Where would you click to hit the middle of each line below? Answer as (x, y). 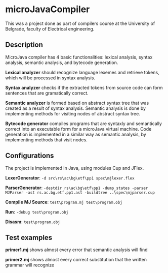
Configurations (30, 156)
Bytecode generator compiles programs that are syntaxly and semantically (83, 124)
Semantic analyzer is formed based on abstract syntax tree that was (77, 103)
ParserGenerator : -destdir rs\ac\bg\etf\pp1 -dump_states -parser (77, 188)
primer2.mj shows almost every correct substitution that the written (76, 260)
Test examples (29, 237)
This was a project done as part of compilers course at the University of (80, 23)
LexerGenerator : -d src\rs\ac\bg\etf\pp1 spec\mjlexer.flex (70, 178)
